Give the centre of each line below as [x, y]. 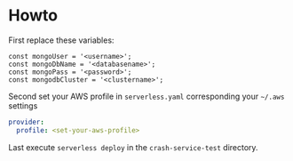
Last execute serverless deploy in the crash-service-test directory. [133, 147]
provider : [27, 122]
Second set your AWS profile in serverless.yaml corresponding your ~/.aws [146, 96]
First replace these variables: [61, 40]
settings [23, 105]
